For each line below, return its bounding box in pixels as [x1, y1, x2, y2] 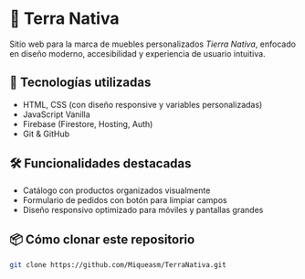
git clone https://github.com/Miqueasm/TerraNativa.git [9, 261, 226, 270]
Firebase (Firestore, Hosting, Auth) [22, 118, 153, 129]
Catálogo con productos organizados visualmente [22, 185, 211, 196]
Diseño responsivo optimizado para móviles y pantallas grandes [22, 204, 264, 215]
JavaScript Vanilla [22, 109, 91, 120]
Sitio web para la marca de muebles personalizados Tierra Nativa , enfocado [9, 38, 297, 49]
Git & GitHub [22, 128, 70, 139]
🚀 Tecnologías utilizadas [9, 75, 152, 91]
